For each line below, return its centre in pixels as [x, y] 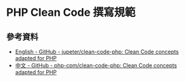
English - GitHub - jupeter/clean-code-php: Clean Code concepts [97, 52]
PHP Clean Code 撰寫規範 [71, 12]
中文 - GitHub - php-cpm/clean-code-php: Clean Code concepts [96, 65]
